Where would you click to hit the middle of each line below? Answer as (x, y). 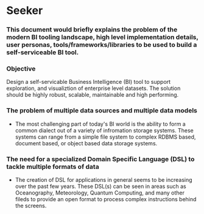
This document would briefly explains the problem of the (92, 30)
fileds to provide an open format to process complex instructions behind (106, 199)
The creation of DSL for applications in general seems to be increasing (104, 180)
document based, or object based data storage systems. (86, 143)
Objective (21, 69)
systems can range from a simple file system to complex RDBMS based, (105, 137)
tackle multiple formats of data (53, 167)
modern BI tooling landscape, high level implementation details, (102, 37)
